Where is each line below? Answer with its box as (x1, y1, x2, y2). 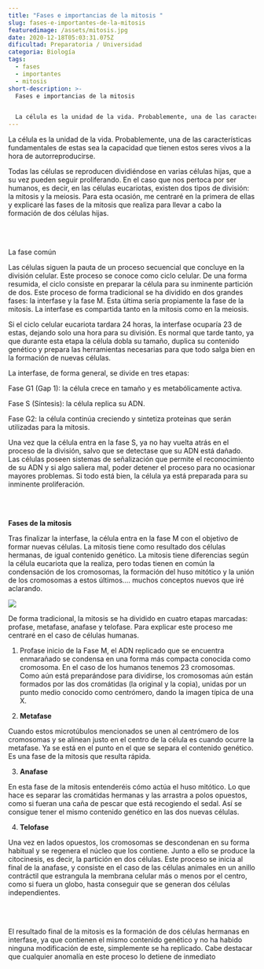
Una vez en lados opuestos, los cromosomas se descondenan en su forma (8, 838, 250, 847)
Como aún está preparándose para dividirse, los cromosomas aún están (19, 671, 254, 681)
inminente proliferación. (8, 479, 85, 489)
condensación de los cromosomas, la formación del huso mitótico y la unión (8, 568, 255, 577)
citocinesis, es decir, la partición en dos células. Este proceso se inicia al (8, 855, 244, 864)
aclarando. (8, 584, 43, 594)
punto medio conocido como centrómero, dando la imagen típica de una (19, 688, 254, 697)
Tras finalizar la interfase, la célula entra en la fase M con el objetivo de (8, 534, 239, 543)
